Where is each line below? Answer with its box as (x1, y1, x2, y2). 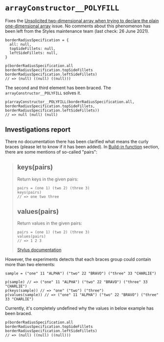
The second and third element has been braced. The (5, 85, 111, 91)
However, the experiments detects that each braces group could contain (5, 256, 151, 262)
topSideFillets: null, (9, 46, 56, 51)
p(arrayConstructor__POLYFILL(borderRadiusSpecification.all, (5, 99, 135, 104)
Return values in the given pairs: (17, 220, 82, 226)
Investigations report (5, 126, 71, 134)
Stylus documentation (17, 247, 62, 253)
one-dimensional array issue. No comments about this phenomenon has (5, 23, 151, 29)
